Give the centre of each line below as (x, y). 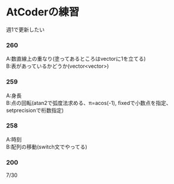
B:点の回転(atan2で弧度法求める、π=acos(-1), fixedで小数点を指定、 (89, 103)
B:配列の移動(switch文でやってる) (47, 147)
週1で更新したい (25, 29)
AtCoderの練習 (43, 12)
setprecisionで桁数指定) (35, 110)
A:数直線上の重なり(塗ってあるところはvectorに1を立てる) (76, 59)
